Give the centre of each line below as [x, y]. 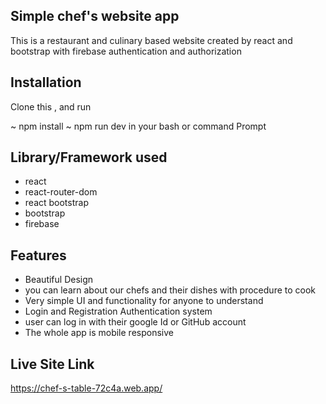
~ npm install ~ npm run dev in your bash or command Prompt [138, 126]
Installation [46, 82]
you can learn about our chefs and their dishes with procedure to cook [170, 290]
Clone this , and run [51, 106]
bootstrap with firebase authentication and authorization [126, 51]
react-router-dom [61, 192]
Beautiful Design [59, 280]
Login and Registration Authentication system [118, 311]
